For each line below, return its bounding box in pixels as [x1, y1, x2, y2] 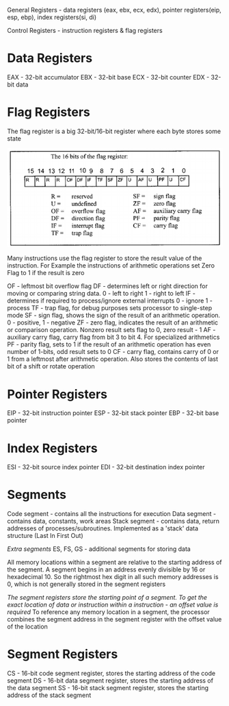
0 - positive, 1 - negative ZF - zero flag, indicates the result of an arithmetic [7, 318, 219, 327]
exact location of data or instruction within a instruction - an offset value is [7, 600, 219, 609]
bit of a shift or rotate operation [7, 362, 96, 370]
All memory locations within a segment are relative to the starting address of [7, 558, 222, 567]
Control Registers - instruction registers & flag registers [7, 27, 163, 34]
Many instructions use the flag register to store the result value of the [7, 254, 202, 263]
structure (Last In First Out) [7, 532, 83, 540]
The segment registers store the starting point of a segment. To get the [7, 593, 207, 602]
